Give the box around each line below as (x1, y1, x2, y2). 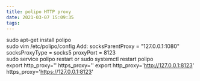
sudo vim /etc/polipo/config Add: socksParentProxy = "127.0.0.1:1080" (6, 43, 180, 50)
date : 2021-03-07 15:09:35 (6, 14, 74, 20)
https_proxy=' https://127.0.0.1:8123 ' (6, 68, 93, 76)
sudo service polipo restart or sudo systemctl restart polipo (6, 55, 154, 63)
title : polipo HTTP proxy (6, 8, 71, 15)
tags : (6, 20, 20, 26)
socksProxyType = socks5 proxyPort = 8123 (6, 49, 116, 56)
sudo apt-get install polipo (6, 37, 72, 44)
